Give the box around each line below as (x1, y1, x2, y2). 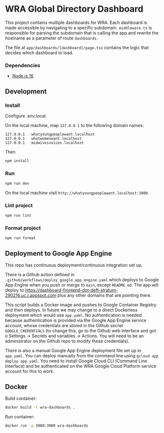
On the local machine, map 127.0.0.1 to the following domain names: (5, 122, 144, 128)
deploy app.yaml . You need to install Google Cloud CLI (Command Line (5, 358, 147, 364)
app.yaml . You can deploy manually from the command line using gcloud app (5, 353, 159, 359)
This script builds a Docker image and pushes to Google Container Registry (5, 302, 157, 308)
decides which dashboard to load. (5, 50, 74, 56)
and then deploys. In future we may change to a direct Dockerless (5, 307, 138, 313)
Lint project (5, 202, 33, 208)
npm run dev (5, 181, 29, 186)
